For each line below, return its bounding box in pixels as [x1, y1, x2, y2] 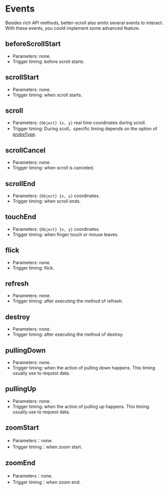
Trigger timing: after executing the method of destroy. [12, 331, 124, 338]
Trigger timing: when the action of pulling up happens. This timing [12, 403, 149, 409]
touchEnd [5, 213, 36, 221]
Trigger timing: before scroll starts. [12, 58, 85, 65]
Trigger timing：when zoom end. [12, 479, 81, 485]
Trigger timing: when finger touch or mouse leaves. [12, 231, 119, 237]
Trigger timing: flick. [12, 265, 54, 271]
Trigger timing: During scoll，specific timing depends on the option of [12, 126, 157, 132]
